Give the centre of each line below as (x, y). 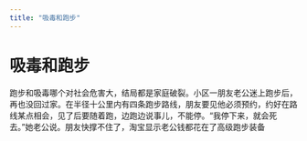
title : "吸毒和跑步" (45, 18)
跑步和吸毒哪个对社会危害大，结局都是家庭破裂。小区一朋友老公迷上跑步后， (153, 93)
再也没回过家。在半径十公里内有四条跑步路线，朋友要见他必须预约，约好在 (149, 104)
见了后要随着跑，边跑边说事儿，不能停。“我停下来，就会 (163, 116)
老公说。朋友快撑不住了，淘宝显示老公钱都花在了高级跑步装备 (149, 126)
